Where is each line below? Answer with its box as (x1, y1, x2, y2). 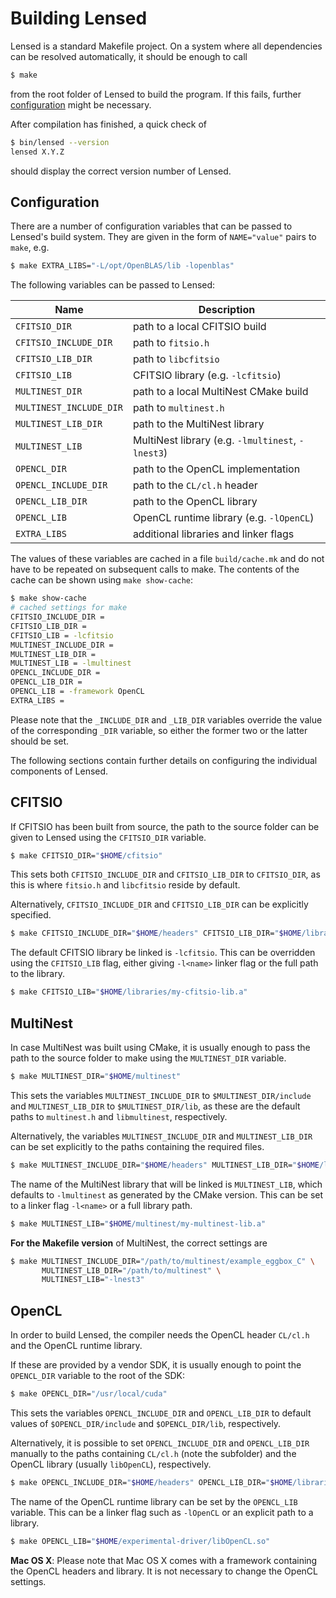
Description (198, 303, 256, 317)
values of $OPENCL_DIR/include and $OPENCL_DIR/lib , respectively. (10, 1417, 282, 1429)
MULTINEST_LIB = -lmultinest (10, 658, 132, 669)
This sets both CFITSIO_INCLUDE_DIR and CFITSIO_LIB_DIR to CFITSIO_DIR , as (10, 868, 321, 881)
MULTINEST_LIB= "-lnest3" (41, 1275, 145, 1285)
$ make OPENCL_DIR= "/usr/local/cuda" (10, 1389, 168, 1399)
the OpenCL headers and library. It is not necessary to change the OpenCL (10, 1565, 318, 1577)
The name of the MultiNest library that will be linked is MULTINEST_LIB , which (10, 1178, 323, 1190)
